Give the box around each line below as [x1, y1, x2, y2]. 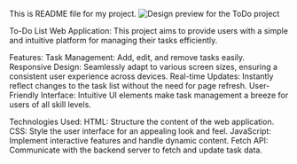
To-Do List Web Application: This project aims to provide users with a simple [9, 26, 288, 35]
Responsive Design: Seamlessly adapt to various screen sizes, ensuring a [9, 62, 277, 72]
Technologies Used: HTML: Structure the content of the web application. [9, 116, 275, 127]
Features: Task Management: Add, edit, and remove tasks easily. [9, 52, 246, 62]
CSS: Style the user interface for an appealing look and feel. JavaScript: [9, 126, 272, 137]
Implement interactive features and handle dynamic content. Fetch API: [9, 136, 269, 145]
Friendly [9, 90, 39, 100]
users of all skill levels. [9, 99, 91, 110]
